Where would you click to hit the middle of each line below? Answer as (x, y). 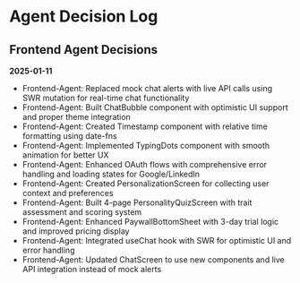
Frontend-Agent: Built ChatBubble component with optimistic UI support (155, 107)
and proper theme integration (77, 117)
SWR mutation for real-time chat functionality (106, 98)
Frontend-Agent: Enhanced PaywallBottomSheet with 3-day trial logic (150, 222)
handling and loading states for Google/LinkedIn (111, 174)
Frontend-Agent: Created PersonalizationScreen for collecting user (146, 184)
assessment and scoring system (82, 212)
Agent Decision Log (84, 17)
